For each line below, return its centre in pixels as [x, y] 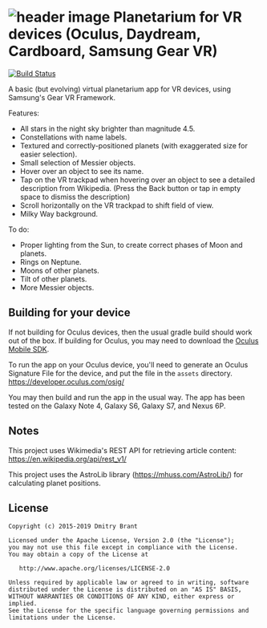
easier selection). [49, 154]
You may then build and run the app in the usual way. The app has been [127, 397]
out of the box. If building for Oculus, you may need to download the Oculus [133, 340]
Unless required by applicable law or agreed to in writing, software [129, 583]
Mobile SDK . [29, 349]
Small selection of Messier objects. [78, 162]
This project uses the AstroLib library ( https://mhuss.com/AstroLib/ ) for [125, 474]
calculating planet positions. [55, 483]
